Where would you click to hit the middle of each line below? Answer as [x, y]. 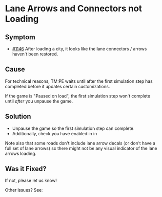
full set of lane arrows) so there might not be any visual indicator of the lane [81, 148]
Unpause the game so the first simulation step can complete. [73, 128]
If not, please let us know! [31, 181]
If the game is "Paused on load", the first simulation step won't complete [78, 96]
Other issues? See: [24, 190]
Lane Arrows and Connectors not [74, 9]
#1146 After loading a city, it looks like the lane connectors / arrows [80, 49]
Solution [18, 116]
